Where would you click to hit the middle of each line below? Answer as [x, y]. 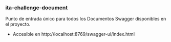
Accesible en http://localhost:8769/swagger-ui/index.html [73, 34]
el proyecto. [18, 24]
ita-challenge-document [37, 8]
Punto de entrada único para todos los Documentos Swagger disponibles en [86, 19]
